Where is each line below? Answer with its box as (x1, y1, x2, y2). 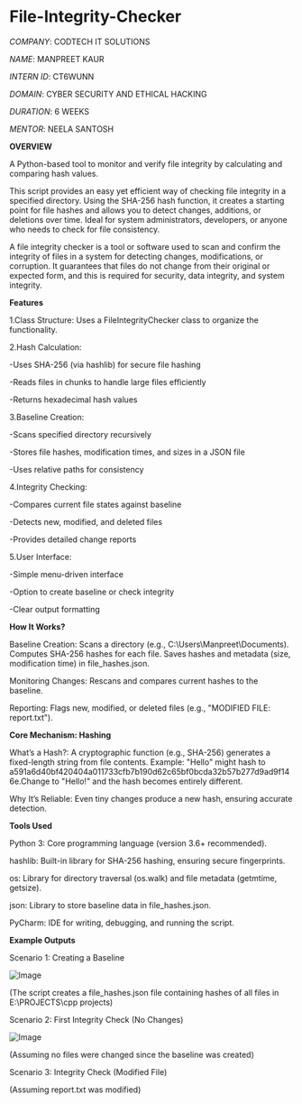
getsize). (9, 882, 42, 893)
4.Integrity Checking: (9, 481, 87, 492)
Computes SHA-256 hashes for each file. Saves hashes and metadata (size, (9, 648, 291, 659)
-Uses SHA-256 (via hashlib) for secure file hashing (9, 359, 201, 370)
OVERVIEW (9, 141, 52, 152)
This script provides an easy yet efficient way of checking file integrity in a (9, 185, 287, 196)
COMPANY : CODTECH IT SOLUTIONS (9, 36, 151, 47)
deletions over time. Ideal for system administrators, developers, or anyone (9, 214, 288, 225)
